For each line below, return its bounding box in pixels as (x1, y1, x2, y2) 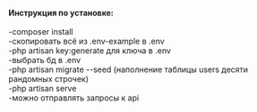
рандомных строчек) (8, 74, 90, 84)
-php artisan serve (8, 84, 77, 93)
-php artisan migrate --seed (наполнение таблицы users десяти (8, 64, 248, 75)
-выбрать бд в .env (8, 55, 81, 65)
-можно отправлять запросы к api (8, 92, 140, 103)
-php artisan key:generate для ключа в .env (8, 45, 172, 56)
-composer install (8, 27, 73, 36)
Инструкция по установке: (8, 8, 114, 18)
